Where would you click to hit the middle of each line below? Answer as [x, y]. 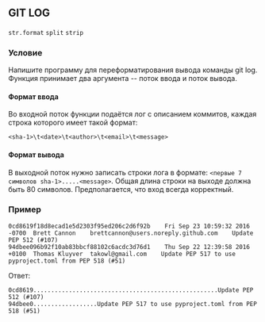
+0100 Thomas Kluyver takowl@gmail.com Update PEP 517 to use [122, 254]
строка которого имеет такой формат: [73, 123]
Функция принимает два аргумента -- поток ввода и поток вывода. [123, 79]
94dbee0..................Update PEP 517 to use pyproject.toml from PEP [133, 304]
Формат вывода [36, 155]
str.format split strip [46, 33]
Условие [25, 52]
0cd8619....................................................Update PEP [131, 290]
